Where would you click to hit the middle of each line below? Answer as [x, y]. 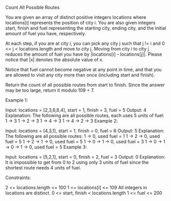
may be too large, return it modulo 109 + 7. [50, 90]
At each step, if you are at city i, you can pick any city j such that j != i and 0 [85, 43]
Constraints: [18, 178]
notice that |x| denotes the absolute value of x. [55, 60]
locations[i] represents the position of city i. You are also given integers [80, 23]
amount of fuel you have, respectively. [46, 33]
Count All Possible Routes [33, 7]
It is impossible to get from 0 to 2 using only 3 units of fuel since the [77, 162]
